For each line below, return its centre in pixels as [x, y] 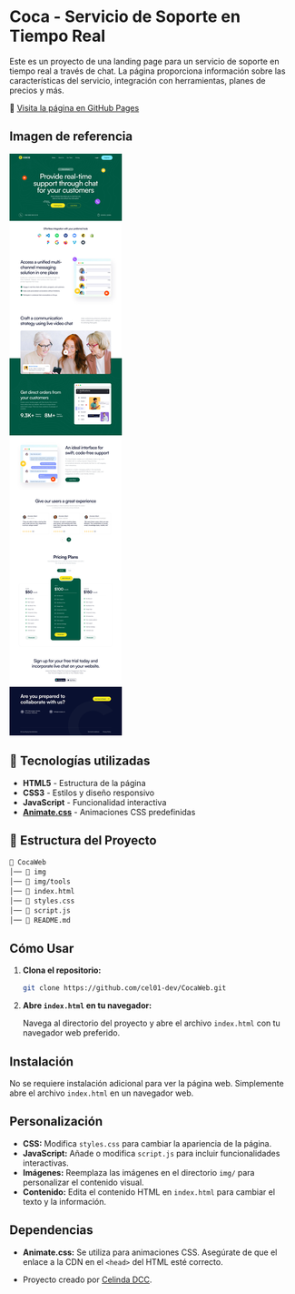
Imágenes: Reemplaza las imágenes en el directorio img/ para [138, 1172]
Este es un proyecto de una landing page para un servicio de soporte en [144, 61]
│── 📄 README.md [40, 920]
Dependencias [51, 1230]
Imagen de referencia [71, 137]
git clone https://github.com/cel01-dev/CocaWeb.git [124, 988]
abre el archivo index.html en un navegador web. [102, 1093]
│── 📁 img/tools [40, 882]
